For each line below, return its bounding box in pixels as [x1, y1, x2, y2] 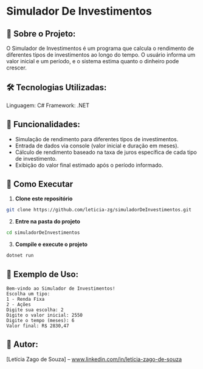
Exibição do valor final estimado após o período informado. [15, 161, 163, 169]
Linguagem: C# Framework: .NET [6, 102, 90, 109]
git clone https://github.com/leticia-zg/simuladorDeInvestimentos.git [6, 207, 191, 213]
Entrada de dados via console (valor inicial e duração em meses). [15, 142, 179, 149]
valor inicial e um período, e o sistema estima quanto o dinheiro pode [6, 58, 179, 65]
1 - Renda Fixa [6, 296, 45, 302]
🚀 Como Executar [6, 179, 74, 189]
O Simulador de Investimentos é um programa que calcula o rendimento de [6, 44, 194, 52]
